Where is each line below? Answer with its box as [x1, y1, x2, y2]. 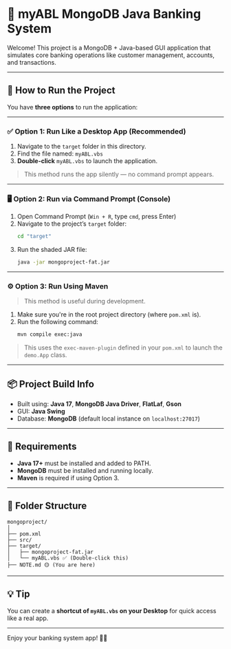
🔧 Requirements [7, 440, 77, 453]
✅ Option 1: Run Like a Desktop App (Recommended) [7, 127, 187, 136]
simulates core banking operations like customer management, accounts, [7, 51, 215, 59]
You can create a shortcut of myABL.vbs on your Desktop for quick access [7, 606, 217, 615]
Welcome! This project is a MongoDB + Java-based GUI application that [7, 43, 211, 52]
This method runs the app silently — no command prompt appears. [23, 170, 214, 178]
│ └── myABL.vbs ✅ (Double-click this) [7, 554, 129, 562]
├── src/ [7, 536, 32, 543]
